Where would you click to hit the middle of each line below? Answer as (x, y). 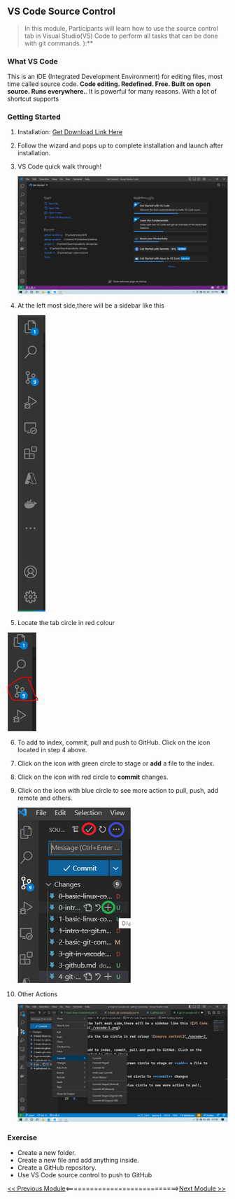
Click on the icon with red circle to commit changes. (93, 777)
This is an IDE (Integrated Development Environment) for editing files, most (115, 77)
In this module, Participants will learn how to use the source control (121, 28)
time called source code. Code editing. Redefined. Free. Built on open (109, 84)
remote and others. (45, 798)
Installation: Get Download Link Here (70, 132)
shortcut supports (33, 99)
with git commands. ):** (59, 43)
